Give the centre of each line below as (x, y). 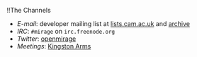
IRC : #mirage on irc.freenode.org (66, 31)
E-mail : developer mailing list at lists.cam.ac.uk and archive (103, 24)
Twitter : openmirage (46, 39)
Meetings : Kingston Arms (54, 46)
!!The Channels (29, 10)
